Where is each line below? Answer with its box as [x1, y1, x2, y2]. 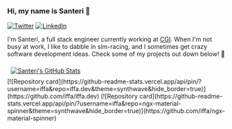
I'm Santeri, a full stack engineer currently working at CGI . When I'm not [7, 35, 213, 43]
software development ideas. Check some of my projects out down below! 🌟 [7, 50, 225, 58]
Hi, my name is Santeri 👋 [7, 6, 91, 16]
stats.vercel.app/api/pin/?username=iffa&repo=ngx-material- [7, 99, 181, 108]
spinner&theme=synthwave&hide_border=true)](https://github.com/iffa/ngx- [7, 107, 225, 115]
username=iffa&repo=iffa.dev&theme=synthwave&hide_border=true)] [7, 85, 206, 93]
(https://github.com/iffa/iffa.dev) [7, 92, 100, 101]
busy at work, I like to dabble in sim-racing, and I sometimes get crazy [7, 43, 208, 51]
